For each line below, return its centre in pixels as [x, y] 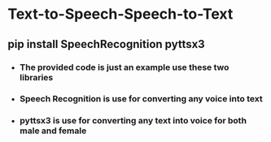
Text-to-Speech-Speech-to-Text [120, 14]
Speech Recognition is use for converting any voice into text [141, 99]
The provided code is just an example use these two [124, 67]
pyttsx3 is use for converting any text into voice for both [133, 121]
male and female [53, 131]
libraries [36, 77]
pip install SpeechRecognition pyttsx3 [106, 44]
